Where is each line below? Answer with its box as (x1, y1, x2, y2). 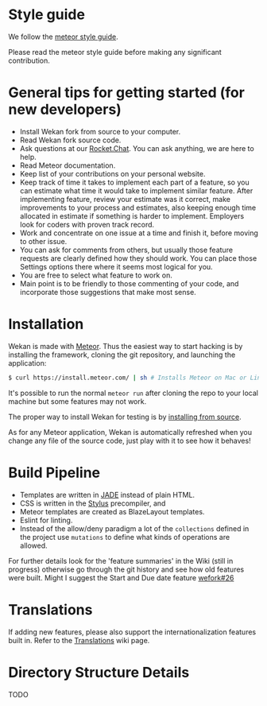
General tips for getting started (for (8, 83, 245, 102)
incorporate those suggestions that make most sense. (19, 287, 196, 297)
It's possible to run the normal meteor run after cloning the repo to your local (8, 388, 259, 398)
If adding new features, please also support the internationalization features (8, 626, 257, 637)
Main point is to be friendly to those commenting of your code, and (19, 278, 239, 288)
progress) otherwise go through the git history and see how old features (8, 564, 245, 574)
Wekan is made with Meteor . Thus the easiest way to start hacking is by (8, 341, 243, 351)
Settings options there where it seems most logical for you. (19, 262, 213, 271)
